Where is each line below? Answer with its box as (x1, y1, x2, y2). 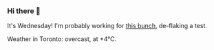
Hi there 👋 (7, 6, 41, 16)
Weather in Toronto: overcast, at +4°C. (7, 35, 117, 43)
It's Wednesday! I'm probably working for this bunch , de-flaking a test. (7, 22, 208, 30)
